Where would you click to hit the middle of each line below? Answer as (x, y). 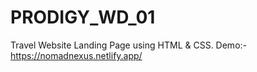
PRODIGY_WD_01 (83, 17)
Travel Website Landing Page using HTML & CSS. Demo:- (128, 45)
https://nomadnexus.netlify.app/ (76, 55)
